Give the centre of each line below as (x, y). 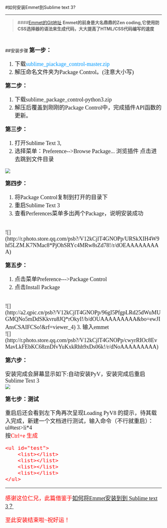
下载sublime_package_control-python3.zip (63, 100)
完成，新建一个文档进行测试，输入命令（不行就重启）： (82, 421)
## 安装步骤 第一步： (29, 50)
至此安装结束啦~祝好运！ (38, 520)
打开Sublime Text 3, (38, 143)
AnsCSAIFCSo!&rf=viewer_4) (41, 327)
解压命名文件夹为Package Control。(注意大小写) (74, 72)
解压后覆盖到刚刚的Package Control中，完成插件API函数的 (88, 108)
